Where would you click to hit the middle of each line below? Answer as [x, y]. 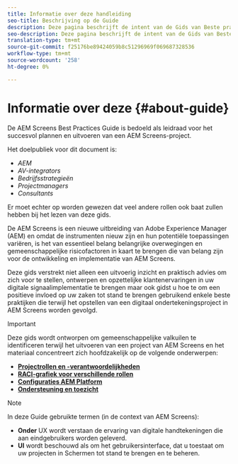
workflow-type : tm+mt [39, 54]
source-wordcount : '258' [44, 60]
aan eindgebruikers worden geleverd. [72, 438]
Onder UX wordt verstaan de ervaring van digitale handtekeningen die [120, 430]
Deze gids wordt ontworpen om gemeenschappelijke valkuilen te [102, 338]
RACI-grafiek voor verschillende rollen [75, 374]
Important [22, 323]
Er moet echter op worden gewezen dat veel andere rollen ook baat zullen [115, 207]
